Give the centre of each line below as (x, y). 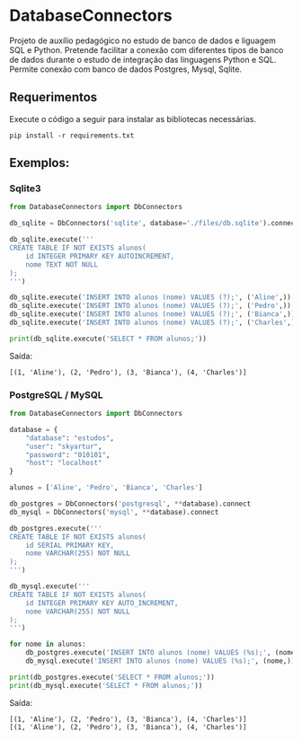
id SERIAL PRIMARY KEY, (70, 545)
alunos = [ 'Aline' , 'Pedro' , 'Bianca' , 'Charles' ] (106, 488)
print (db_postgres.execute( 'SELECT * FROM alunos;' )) (112, 677)
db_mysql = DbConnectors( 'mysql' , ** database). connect (114, 512)
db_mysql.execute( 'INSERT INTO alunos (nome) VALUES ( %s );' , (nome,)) (160, 661)
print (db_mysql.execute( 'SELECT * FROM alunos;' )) (106, 685)
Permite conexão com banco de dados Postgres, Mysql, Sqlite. (126, 69)
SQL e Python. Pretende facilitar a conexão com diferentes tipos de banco (147, 49)
